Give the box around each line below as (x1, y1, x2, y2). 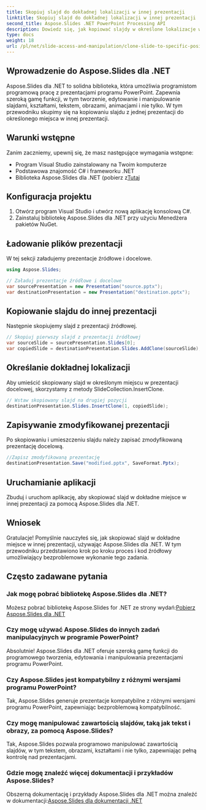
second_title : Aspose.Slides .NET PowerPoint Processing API (6, 20, 166, 26)
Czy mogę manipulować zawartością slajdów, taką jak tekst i (6, 719, 191, 727)
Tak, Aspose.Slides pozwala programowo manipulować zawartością (6, 740, 178, 748)
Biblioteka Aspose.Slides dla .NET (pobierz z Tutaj (15, 174, 140, 181)
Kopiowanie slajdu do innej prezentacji (6, 306, 157, 316)
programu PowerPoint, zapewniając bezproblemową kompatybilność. (6, 703, 182, 711)
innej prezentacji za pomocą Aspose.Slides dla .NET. (6, 500, 140, 507)
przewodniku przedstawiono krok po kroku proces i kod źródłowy (6, 547, 172, 554)
